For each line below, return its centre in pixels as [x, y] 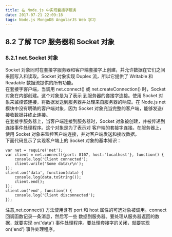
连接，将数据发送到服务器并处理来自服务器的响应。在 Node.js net [97, 102]
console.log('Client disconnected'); [55, 195]
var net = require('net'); [34, 150]
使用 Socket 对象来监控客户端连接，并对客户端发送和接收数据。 [72, 134]
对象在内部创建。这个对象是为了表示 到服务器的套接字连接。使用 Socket [81, 96]
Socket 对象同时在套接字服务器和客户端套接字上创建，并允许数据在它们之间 [85, 70]
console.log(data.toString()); [48, 177]
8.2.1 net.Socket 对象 [32, 58]
